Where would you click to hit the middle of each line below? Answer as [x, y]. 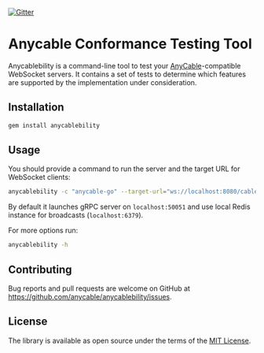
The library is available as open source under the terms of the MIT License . [130, 340]
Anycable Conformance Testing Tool [130, 44]
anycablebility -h [38, 245]
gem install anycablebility [54, 125]
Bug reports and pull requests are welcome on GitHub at [99, 288]
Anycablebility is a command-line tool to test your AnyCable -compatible [125, 65]
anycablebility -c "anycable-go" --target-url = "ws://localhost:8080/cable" [135, 192]
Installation [36, 108]
